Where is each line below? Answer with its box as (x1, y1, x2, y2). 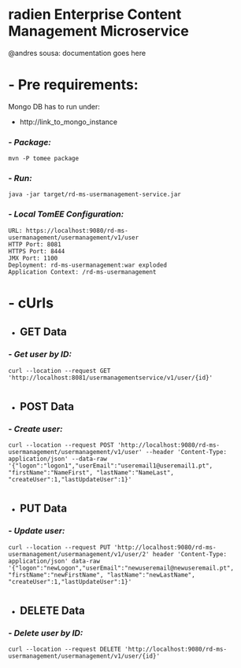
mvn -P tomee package (8, 155, 80, 163)
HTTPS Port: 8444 (8, 247, 65, 255)
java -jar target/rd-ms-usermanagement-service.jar (8, 190, 181, 198)
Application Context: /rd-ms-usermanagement (8, 268, 157, 276)
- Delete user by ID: (8, 627, 83, 638)
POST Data (19, 400, 75, 413)
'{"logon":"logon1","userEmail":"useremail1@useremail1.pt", (8, 462, 213, 470)
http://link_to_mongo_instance (19, 116, 118, 127)
